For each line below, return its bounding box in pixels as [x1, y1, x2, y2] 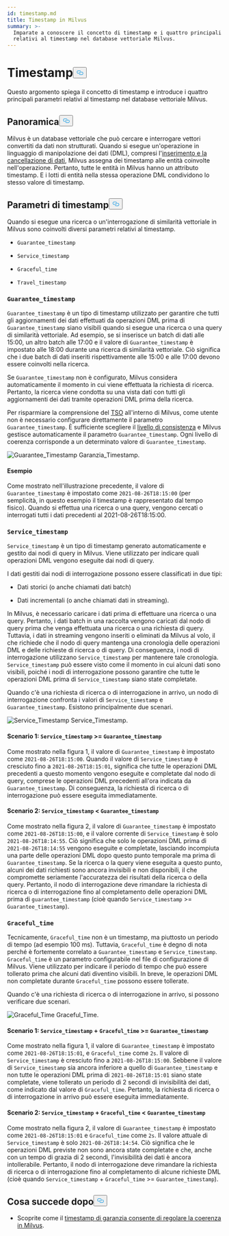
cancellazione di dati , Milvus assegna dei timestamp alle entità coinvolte [7, 156, 211, 165]
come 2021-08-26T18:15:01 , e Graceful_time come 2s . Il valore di [7, 1049, 189, 1057]
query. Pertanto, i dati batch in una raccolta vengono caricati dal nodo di [7, 617, 211, 625]
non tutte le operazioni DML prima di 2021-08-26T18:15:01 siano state [7, 1071, 202, 1079]
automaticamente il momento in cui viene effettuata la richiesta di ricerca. [7, 380, 214, 388]
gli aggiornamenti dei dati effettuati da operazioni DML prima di [7, 316, 185, 324]
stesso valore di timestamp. [7, 178, 85, 186]
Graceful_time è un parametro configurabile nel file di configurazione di [7, 955, 209, 964]
